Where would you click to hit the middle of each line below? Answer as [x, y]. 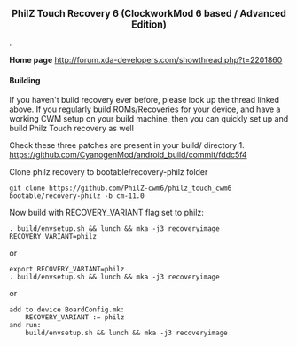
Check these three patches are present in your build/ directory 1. [127, 145]
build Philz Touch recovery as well [72, 129]
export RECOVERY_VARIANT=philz [67, 270]
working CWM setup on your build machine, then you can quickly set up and [149, 119]
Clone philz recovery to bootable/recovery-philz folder [109, 172]
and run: [25, 326]
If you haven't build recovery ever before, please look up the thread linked [145, 100]
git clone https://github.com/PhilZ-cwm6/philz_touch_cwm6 [121, 189]
